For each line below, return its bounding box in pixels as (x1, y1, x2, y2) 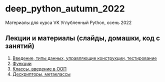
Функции (12, 60, 32, 66)
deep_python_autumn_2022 (5, 3, 125, 14)
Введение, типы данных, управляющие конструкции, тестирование (12, 55, 157, 61)
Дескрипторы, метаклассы (12, 71, 71, 77)
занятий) (5, 42, 35, 50)
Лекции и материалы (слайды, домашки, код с (5, 34, 160, 42)
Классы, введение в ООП (12, 65, 67, 71)
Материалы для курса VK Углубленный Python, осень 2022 (5, 19, 132, 25)
